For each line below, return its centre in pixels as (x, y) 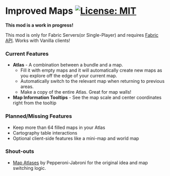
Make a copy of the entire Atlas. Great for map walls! (76, 92)
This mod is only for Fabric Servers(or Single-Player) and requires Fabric (82, 35)
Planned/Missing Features (39, 116)
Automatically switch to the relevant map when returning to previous (92, 81)
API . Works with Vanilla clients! (38, 40)
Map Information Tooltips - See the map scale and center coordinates (87, 98)
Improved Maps (39, 11)
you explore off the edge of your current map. (69, 76)
